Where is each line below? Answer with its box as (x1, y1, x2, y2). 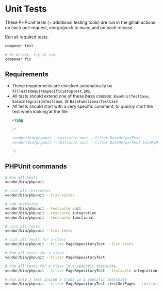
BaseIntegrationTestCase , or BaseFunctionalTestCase (12, 98, 118, 104)
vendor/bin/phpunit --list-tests (5, 228, 73, 233)
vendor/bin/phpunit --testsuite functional (5, 215, 95, 220)
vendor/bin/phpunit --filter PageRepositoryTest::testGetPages (5, 281, 136, 287)
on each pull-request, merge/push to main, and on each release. (5, 24, 134, 30)
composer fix (5, 57, 32, 62)
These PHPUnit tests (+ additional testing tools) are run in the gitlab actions (5, 19, 156, 25)
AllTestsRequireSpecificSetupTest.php (12, 89, 91, 94)
